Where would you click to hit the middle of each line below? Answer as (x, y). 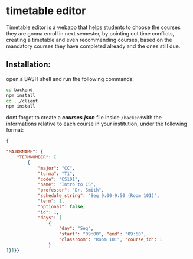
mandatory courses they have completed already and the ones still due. (93, 46)
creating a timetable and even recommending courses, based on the (89, 40)
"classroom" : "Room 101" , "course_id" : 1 (110, 240)
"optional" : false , (61, 206)
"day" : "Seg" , (76, 229)
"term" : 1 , (51, 201)
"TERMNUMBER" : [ (37, 157)
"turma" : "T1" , (56, 174)
